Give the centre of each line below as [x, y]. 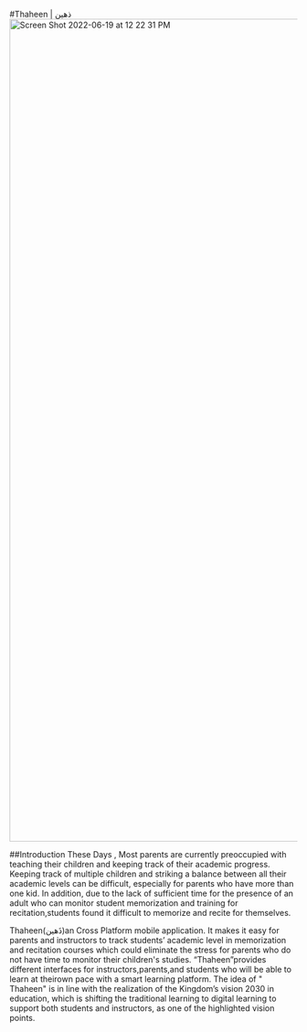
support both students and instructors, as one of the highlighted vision [142, 1008]
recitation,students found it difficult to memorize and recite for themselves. [150, 913]
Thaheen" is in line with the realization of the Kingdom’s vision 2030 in [142, 989]
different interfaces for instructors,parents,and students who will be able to [151, 969]
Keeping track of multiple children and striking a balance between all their [148, 874]
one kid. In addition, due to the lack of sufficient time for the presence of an [152, 893]
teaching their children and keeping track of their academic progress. [140, 864]
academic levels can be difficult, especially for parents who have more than [152, 883]
